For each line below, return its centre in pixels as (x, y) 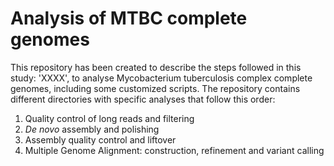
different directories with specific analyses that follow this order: (143, 99)
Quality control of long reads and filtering (109, 118)
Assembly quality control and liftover (100, 139)
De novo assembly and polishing (92, 129)
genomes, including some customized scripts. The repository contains (155, 88)
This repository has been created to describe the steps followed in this (156, 67)
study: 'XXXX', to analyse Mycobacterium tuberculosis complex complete (161, 78)
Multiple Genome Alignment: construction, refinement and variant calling (174, 150)
